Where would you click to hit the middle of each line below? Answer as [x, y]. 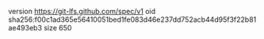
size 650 [57, 28]
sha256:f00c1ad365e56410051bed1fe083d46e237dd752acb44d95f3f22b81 [132, 19]
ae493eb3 [25, 28]
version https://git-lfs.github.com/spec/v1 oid [82, 11]
